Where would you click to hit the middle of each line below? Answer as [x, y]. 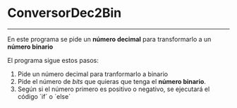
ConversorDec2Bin [65, 13]
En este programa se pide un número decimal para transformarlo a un [109, 39]
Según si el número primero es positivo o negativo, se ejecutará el [114, 89]
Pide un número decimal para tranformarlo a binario [92, 74]
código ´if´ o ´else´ [44, 96]
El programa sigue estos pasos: [53, 60]
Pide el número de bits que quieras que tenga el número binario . [112, 81]
